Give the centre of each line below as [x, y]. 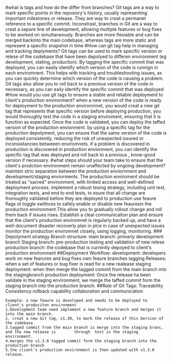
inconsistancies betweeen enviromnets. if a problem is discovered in [78, 144]
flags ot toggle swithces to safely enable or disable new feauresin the [79, 204]
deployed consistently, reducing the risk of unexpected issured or [75, 138]
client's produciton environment [41, 305]
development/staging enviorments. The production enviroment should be [82, 176]
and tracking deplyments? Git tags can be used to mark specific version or [84, 51]
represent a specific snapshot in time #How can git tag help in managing [82, 45]
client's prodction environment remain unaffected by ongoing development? [85, 166]
